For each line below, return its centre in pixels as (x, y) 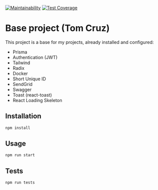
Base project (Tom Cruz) (57, 28)
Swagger (22, 89)
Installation (23, 116)
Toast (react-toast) (32, 95)
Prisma (20, 52)
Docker (20, 73)
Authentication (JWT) (35, 57)
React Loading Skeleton (37, 100)
